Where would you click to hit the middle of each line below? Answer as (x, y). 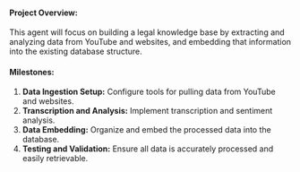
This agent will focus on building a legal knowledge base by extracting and (147, 32)
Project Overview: (43, 13)
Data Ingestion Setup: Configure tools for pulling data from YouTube (149, 92)
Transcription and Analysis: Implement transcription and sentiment (147, 111)
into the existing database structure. (76, 52)
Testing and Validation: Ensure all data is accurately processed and (148, 149)
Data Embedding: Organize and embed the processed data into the (146, 130)
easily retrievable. (55, 159)
